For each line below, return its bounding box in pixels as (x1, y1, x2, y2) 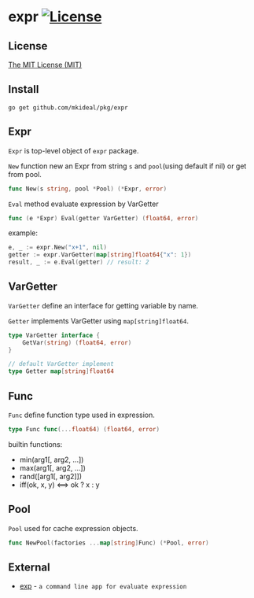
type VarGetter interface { (8, 331, 101, 339)
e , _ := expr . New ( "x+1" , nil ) (8, 244, 108, 252)
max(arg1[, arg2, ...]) (19, 463, 87, 472)
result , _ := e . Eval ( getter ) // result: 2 (8, 258, 149, 267)
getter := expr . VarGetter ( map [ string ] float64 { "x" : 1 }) (8, 251, 192, 259)
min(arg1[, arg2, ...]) (19, 455, 84, 464)
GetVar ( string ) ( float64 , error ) (22, 338, 132, 346)
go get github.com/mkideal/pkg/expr (8, 103, 128, 112)
